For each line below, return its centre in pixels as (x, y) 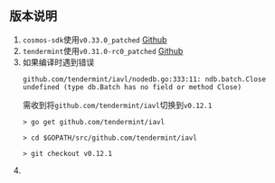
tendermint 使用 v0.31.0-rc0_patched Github (103, 50)
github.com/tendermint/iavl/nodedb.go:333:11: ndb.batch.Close (144, 79)
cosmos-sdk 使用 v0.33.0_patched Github (95, 40)
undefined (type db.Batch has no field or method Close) (132, 87)
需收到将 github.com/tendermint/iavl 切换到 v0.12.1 (117, 105)
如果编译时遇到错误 (58, 62)
